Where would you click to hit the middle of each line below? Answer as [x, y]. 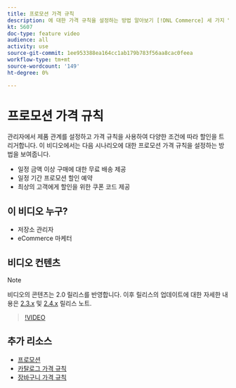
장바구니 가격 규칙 [42, 377]
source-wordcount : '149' [44, 66]
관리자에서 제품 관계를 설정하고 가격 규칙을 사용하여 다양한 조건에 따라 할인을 [112, 137]
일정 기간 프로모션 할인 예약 [55, 178]
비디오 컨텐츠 [34, 262]
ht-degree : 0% [28, 73]
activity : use [28, 46]
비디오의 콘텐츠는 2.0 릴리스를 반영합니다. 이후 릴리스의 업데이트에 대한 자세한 [114, 295]
